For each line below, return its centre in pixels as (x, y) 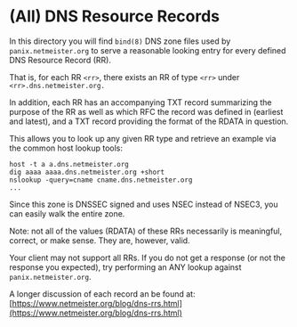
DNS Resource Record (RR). (60, 60)
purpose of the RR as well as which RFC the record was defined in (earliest (146, 111)
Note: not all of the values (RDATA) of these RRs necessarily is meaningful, (146, 231)
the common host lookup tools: (66, 148)
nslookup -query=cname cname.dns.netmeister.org (101, 180)
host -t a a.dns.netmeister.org (69, 164)
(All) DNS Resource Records (115, 16)
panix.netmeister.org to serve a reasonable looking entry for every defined (148, 50)
